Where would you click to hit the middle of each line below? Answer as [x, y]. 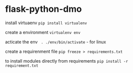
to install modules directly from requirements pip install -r [66, 61]
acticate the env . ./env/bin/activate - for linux [56, 42]
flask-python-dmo [44, 9]
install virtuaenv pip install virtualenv [46, 23]
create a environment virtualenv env [43, 32]
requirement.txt [22, 66]
